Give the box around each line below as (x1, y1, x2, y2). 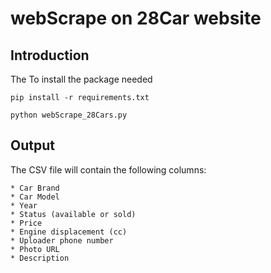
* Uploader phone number (10, 235, 114, 246)
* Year (10, 200, 38, 211)
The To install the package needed (10, 73, 153, 85)
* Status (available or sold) (10, 209, 137, 219)
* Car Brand (10, 183, 60, 193)
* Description (10, 253, 70, 263)
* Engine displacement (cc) (10, 227, 128, 237)
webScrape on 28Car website (10, 7, 262, 30)
